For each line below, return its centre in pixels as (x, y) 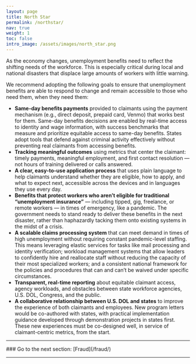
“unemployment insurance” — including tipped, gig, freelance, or (94, 201)
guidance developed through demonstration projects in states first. (95, 320)
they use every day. (38, 189)
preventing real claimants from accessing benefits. (75, 145)
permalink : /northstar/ (35, 22)
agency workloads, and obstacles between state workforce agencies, (98, 289)
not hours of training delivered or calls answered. (73, 164)
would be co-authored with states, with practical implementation (92, 313)
